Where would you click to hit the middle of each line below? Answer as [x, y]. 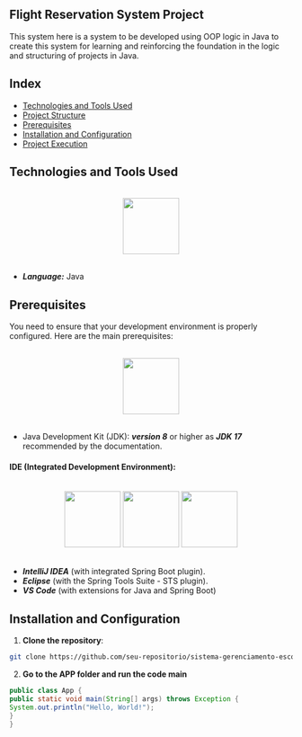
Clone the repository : [63, 641]
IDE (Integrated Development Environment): [93, 466]
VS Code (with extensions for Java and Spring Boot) [119, 590]
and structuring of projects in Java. [74, 55]
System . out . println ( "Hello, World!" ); [82, 707]
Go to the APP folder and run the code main [105, 674]
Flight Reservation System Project [107, 15]
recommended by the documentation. [92, 446]
